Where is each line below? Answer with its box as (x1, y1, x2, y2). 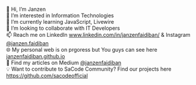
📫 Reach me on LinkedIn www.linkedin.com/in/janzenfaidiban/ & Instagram (6, 32, 191, 38)
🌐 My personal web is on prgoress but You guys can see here (6, 46, 157, 53)
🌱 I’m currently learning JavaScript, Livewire (6, 18, 115, 25)
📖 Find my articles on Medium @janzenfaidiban (6, 59, 122, 66)
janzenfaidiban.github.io (6, 53, 65, 59)
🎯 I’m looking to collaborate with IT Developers (6, 24, 121, 32)
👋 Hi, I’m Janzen (6, 6, 46, 12)
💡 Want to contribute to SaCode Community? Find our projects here (6, 65, 172, 73)
